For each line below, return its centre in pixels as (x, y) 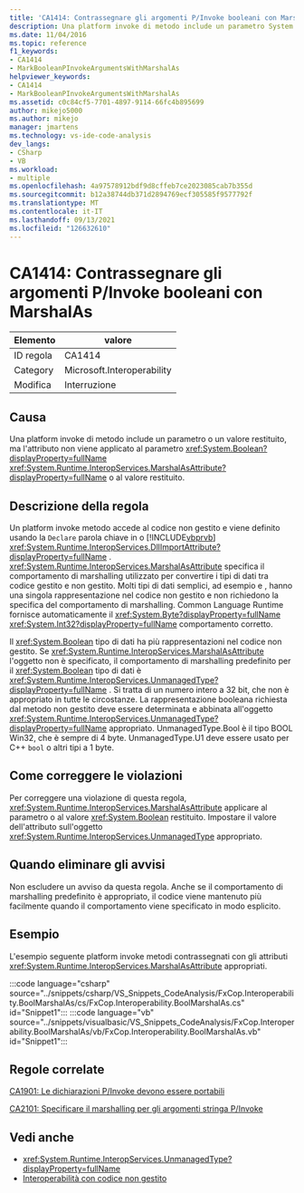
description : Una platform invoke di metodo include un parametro (137, 26)
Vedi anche (42, 1137)
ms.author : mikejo (44, 119)
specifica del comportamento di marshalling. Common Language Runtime (147, 605)
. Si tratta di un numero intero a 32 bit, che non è (199, 690)
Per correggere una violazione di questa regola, (98, 797)
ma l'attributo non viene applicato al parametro (96, 448)
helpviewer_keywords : (50, 77)
